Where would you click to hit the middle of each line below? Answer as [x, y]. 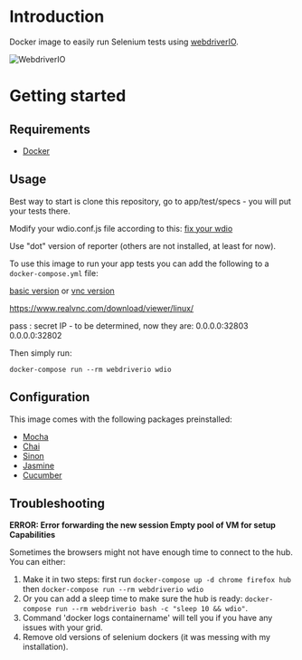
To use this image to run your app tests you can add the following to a [139, 263]
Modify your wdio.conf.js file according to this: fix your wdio [121, 228]
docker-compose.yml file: [54, 273]
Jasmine [38, 465]
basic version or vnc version [62, 291]
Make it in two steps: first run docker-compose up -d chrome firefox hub [157, 579]
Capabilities [33, 535]
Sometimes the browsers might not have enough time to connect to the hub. [151, 552]
